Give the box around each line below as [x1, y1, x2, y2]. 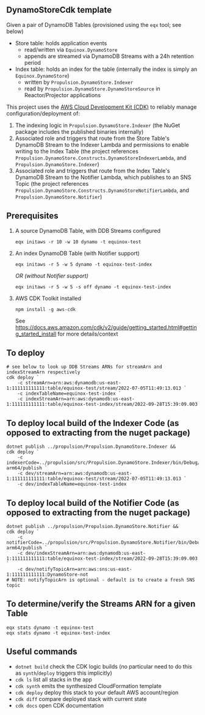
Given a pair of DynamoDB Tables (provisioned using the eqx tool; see [6, 21, 182, 28]
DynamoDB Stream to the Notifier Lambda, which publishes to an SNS [15, 174, 192, 181]
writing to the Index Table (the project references [15, 147, 138, 155]
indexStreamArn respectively [6, 369, 81, 375]
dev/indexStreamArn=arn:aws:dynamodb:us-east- [25, 550, 146, 557]
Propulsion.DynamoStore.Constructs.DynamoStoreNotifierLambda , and [15, 186, 189, 194]
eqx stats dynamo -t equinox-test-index [6, 629, 111, 636]
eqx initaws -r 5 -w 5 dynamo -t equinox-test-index [15, 261, 153, 268]
